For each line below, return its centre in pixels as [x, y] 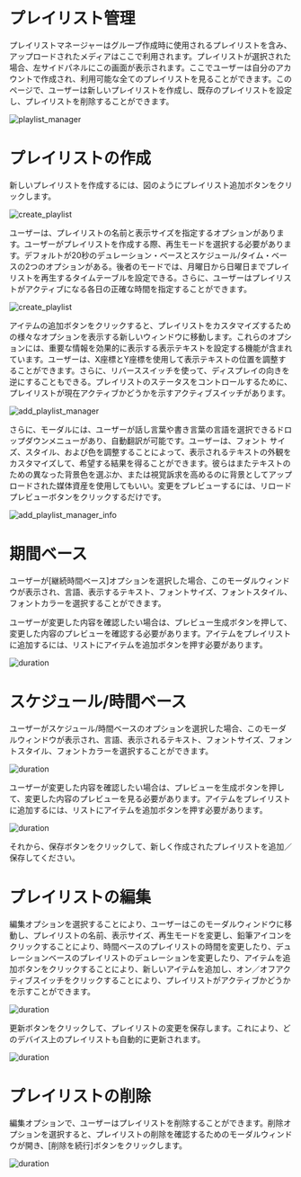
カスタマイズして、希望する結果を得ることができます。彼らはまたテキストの [150, 463]
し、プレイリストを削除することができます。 [92, 101]
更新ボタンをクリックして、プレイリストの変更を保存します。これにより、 [146, 1028]
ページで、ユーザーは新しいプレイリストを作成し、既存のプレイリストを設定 [150, 90]
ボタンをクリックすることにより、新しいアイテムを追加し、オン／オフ [146, 968]
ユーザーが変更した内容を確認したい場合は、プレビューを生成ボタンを [139, 787]
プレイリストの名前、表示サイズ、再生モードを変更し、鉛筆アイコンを [162, 935]
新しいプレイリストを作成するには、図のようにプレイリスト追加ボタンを [143, 184]
